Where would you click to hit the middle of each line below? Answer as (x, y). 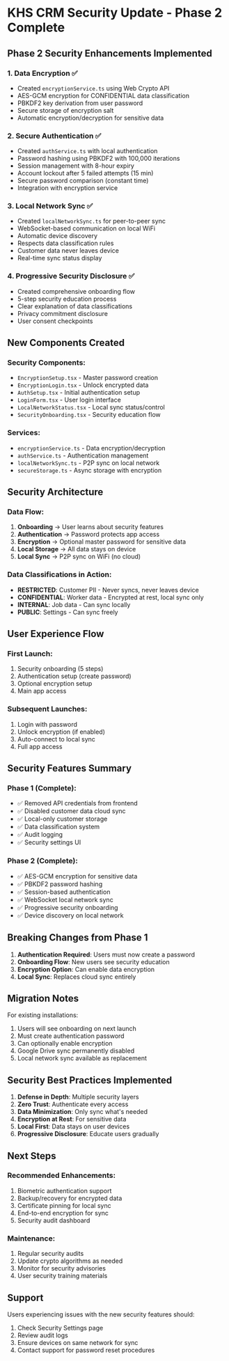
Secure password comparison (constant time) (83, 181)
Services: (24, 433)
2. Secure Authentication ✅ (54, 136)
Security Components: (46, 363)
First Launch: (30, 654)
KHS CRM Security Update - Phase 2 (115, 13)
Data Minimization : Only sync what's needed (82, 1112)
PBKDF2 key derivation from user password (80, 103)
